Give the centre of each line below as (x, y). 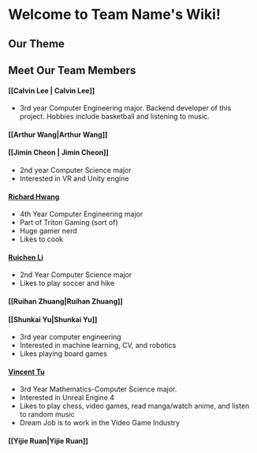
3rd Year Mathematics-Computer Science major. (98, 389)
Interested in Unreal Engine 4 (67, 398)
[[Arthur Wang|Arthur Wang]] (58, 134)
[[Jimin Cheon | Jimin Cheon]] (58, 152)
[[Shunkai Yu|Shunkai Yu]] (53, 319)
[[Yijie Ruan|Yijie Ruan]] (48, 440)
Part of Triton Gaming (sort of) (69, 223)
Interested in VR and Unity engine (74, 178)
